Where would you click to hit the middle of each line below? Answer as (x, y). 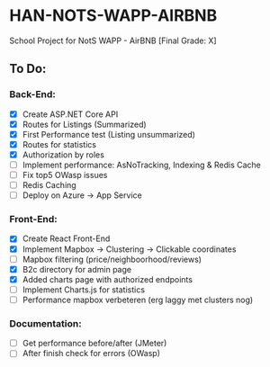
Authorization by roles (63, 155)
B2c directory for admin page (77, 269)
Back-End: (33, 94)
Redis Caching (49, 185)
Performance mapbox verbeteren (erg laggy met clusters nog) (138, 300)
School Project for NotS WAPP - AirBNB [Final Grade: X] (113, 40)
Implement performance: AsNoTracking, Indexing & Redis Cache (141, 165)
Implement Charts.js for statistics (84, 290)
